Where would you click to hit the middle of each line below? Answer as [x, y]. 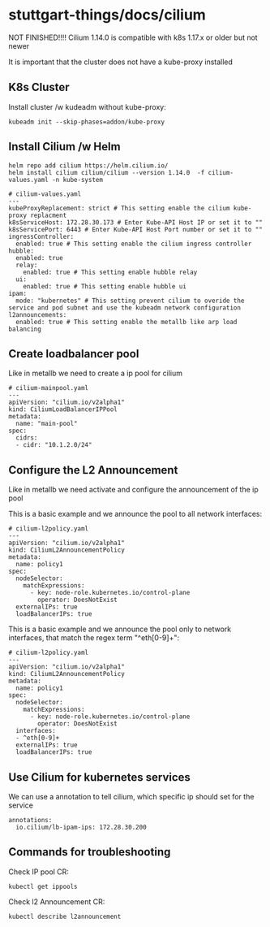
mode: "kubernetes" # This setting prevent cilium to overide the [130, 301]
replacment [48, 215]
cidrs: [27, 438]
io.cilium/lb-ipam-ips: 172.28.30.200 [81, 827]
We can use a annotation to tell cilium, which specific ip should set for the [131, 797]
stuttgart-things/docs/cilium [107, 15]
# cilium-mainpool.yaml [49, 388]
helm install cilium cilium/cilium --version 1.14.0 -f [107, 172]
